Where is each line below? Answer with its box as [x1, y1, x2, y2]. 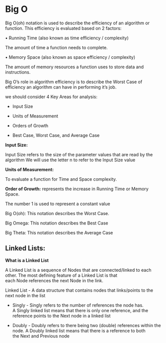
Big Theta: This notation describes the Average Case [5, 229, 113, 235]
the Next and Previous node [12, 333, 70, 339]
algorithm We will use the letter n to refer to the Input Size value [5, 157, 136, 163]
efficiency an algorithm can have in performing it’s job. [5, 84, 117, 90]
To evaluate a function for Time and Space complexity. [5, 176, 117, 182]
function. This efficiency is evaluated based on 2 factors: [5, 25, 122, 31]
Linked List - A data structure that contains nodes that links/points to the [5, 287, 153, 293]
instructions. [5, 69, 31, 75]
